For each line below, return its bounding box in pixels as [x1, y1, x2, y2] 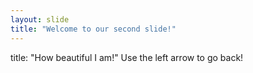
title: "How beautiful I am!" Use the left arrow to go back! [10, 51, 244, 63]
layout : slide [10, 14, 70, 25]
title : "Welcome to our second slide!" [10, 24, 177, 34]
